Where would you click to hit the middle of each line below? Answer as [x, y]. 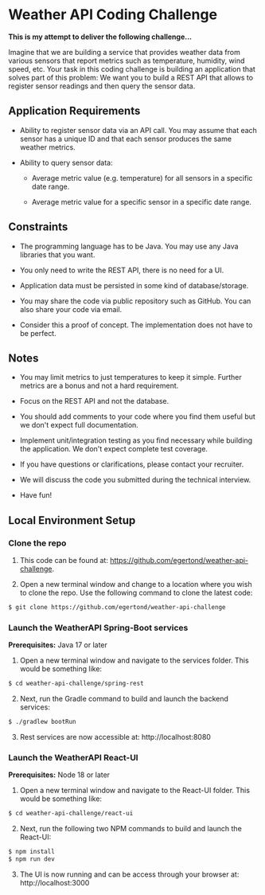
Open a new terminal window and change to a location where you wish [136, 584]
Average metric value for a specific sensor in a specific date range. [142, 201]
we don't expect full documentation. [79, 425]
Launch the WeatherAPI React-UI [73, 757]
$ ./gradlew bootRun [43, 722]
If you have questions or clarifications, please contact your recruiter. [132, 464]
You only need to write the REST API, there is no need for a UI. [122, 270]
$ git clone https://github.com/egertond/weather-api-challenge [117, 608]
